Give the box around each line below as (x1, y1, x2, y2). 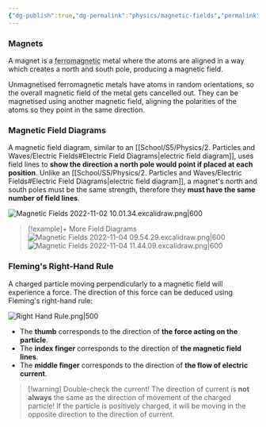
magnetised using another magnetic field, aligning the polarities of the (8, 96, 237, 106)
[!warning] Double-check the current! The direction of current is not (27, 384, 250, 394)
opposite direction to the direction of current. (27, 410, 175, 419)
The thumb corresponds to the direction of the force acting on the (19, 326, 238, 336)
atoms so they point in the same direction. (8, 105, 145, 114)
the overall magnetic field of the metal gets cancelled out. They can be (8, 88, 239, 98)
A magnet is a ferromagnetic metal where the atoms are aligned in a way (8, 56, 245, 65)
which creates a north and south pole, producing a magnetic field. (8, 64, 223, 74)
